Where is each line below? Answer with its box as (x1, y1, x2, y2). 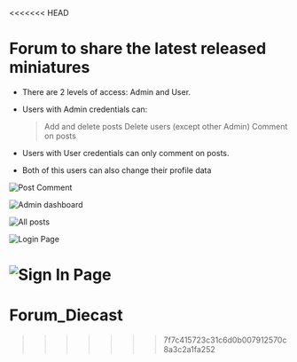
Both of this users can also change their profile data (21, 164, 212, 176)
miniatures (9, 58, 90, 78)
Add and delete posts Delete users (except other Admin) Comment (43, 121, 288, 131)
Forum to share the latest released (9, 39, 267, 59)
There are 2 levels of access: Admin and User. (21, 86, 191, 97)
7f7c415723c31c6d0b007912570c (163, 334, 287, 345)
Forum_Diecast (9, 305, 123, 326)
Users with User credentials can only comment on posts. (21, 147, 230, 158)
